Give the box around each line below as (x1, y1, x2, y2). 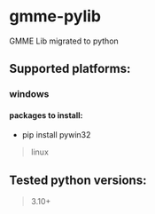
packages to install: (9, 109, 83, 121)
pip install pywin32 (21, 130, 91, 140)
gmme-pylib (9, 6, 102, 27)
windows (9, 88, 50, 100)
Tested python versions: (9, 172, 147, 187)
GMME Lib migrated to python (9, 36, 120, 46)
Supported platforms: (9, 61, 131, 76)
